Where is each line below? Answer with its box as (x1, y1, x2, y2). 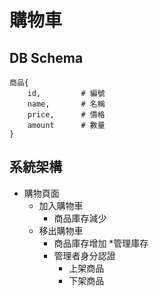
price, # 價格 (27, 110, 106, 120)
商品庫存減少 (53, 212, 107, 224)
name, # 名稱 (27, 99, 106, 109)
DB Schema (9, 49, 84, 66)
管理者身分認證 (53, 249, 116, 261)
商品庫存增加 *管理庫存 (53, 237, 149, 249)
